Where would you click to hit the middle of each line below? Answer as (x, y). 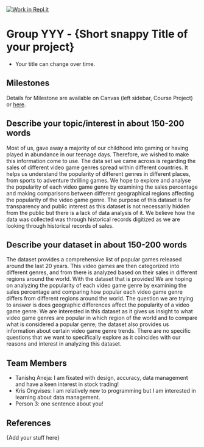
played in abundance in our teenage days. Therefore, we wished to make (98, 154)
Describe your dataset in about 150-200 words (97, 245)
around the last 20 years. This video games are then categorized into (93, 266)
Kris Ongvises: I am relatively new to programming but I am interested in (105, 391)
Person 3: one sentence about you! (59, 404)
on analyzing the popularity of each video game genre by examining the (97, 285)
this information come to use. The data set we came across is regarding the (101, 161)
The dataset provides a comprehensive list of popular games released (94, 260)
